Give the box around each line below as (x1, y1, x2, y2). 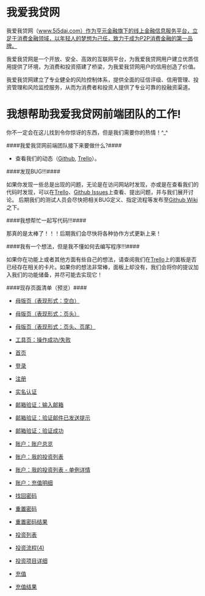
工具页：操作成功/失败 (15, 336, 71, 343)
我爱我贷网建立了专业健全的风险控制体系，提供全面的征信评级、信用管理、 (6, 76, 193, 83)
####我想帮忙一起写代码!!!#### (6, 217, 87, 224)
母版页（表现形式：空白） (15, 297, 80, 304)
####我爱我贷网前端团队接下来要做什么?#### (6, 141, 122, 149)
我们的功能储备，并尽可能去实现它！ (11, 270, 103, 278)
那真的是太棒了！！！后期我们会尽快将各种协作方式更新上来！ (6, 229, 162, 237)
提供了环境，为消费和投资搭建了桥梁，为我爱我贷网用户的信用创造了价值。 (11, 62, 199, 70)
